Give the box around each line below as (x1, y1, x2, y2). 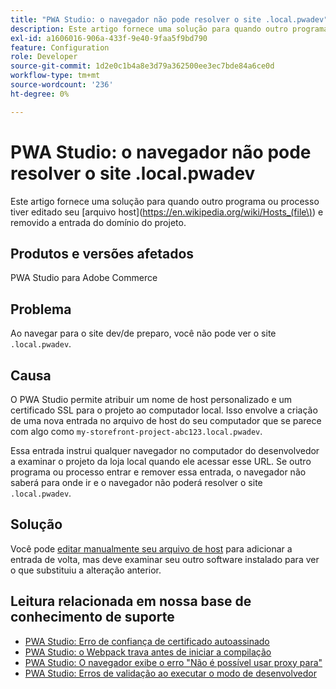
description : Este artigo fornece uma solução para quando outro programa (10, 24, 329, 34)
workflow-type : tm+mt (10, 71, 101, 81)
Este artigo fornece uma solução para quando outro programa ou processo (10, 195, 320, 207)
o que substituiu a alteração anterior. (10, 564, 162, 576)
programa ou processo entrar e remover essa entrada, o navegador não (10, 466, 307, 478)
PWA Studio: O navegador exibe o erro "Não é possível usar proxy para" (24, 656, 323, 668)
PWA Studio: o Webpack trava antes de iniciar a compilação (24, 646, 272, 658)
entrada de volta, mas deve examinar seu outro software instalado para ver (10, 553, 320, 565)
